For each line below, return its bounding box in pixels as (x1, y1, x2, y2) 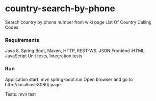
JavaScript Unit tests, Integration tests (5, 53, 82, 59)
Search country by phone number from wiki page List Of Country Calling (5, 19, 152, 25)
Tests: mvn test (5, 91, 36, 97)
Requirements (5, 36, 40, 43)
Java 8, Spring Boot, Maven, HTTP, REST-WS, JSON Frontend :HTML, (5, 48, 146, 54)
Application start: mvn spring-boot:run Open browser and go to (5, 76, 133, 82)
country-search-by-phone (5, 3, 115, 14)
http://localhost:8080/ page (5, 81, 61, 87)
